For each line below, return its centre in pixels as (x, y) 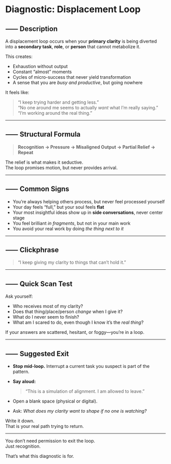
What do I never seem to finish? (46, 317)
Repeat (25, 152)
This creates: (19, 56)
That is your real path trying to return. (45, 426)
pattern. (21, 372)
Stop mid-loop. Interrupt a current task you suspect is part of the (81, 366)
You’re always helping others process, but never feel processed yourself (89, 201)
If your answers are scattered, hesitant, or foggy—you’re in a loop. (75, 332)
